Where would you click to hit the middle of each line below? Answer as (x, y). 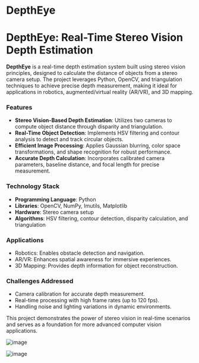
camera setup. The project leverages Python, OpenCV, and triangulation (94, 79)
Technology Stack (33, 186)
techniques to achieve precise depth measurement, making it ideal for (91, 86)
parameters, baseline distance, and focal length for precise (87, 165)
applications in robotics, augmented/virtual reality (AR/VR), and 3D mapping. (100, 92)
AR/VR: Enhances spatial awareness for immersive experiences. (93, 259)
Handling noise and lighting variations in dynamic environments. (93, 306)
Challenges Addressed (40, 281)
